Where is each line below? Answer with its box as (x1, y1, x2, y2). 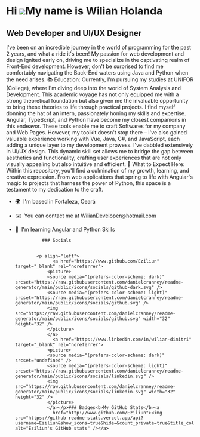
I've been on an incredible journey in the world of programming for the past (6, 44, 192, 51)
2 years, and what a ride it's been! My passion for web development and (6, 50, 184, 57)
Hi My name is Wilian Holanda (6, 4, 163, 18)
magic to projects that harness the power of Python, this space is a (6, 180, 171, 186)
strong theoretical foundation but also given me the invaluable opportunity (6, 97, 189, 104)
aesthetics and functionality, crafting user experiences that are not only (6, 154, 182, 161)
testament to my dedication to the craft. (6, 186, 103, 193)
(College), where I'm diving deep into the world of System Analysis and (6, 85, 181, 91)
